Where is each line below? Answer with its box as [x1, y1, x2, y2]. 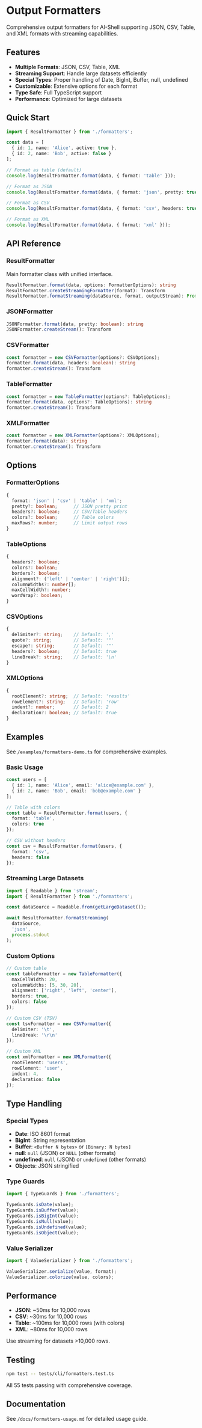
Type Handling [6, 1099, 62, 1109]
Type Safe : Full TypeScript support [14, 88, 102, 96]
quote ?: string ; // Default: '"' [11, 637, 114, 643]
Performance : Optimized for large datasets [14, 95, 122, 102]
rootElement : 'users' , [11, 1059, 69, 1066]
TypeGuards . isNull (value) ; [6, 1218, 74, 1224]
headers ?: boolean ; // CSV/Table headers [11, 509, 128, 515]
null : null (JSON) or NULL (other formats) [14, 1150, 116, 1157]
